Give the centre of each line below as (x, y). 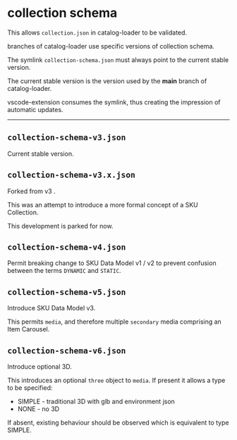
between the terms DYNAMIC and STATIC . (64, 271)
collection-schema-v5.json (67, 292)
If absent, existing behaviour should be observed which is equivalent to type (118, 422)
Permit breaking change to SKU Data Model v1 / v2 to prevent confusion (112, 263)
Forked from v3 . (31, 191)
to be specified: (30, 388)
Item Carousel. (29, 329)
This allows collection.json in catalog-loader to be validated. (97, 32)
